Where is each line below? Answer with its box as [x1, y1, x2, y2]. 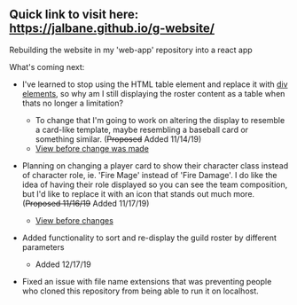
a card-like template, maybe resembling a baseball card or [35, 124, 249, 135]
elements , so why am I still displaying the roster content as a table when [21, 88, 285, 98]
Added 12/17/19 [35, 259, 91, 270]
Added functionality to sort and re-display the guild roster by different [21, 232, 277, 243]
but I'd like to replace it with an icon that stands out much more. [21, 188, 255, 199]
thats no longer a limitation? [21, 98, 124, 108]
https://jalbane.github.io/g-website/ [9, 21, 215, 36]
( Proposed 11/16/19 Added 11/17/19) [21, 198, 150, 208]
